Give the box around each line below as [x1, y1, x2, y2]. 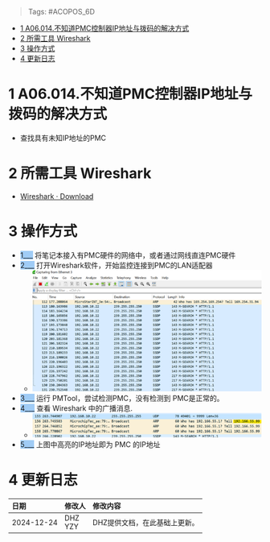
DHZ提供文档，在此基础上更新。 [92, 518, 199, 528]
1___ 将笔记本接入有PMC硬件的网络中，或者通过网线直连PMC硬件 [19, 250, 236, 260]
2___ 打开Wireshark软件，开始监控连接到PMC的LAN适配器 [19, 260, 213, 270]
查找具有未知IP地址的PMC [19, 133, 107, 143]
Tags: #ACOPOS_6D [27, 7, 95, 16]
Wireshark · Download [19, 191, 94, 201]
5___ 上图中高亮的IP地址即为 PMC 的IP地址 [19, 439, 161, 449]
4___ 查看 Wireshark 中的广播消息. [19, 403, 133, 413]
